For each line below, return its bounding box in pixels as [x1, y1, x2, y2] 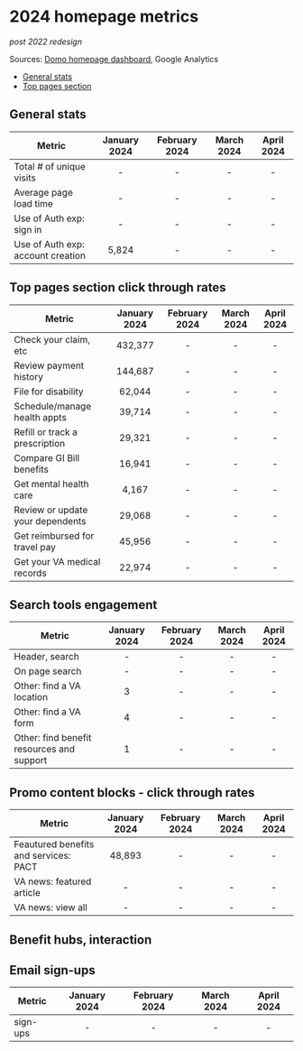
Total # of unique [14, 160, 86, 172]
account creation [14, 249, 86, 262]
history [14, 370, 43, 383]
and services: [14, 850, 71, 862]
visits [14, 171, 36, 184]
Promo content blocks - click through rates [9, 785, 255, 800]
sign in [14, 223, 42, 235]
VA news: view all [14, 901, 87, 914]
